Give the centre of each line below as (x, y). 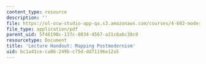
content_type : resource (37, 12)
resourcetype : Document (37, 40)
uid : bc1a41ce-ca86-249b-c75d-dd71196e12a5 (63, 52)
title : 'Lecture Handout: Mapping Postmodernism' (71, 46)
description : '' (27, 18)
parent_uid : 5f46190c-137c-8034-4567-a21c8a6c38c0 (72, 35)
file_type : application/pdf (42, 29)
